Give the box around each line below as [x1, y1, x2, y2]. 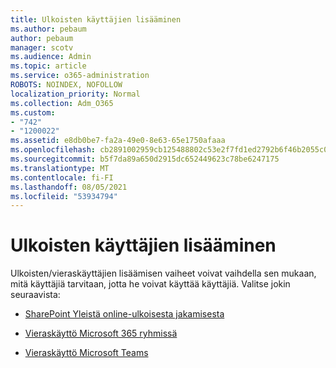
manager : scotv [10, 42, 74, 53]
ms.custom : [10, 107, 56, 118]
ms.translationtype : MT [10, 163, 110, 173]
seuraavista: [10, 289, 61, 301]
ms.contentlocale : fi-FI [10, 172, 114, 183]
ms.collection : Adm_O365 [10, 98, 114, 108]
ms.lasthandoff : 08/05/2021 [10, 182, 128, 192]
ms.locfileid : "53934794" [10, 191, 118, 201]
